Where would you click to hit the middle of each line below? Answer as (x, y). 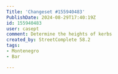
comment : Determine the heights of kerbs (59, 34)
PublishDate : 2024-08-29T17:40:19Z (51, 17)
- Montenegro (23, 51)
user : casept (23, 29)
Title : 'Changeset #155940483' (46, 12)
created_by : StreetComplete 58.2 (48, 40)
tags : (13, 46)
